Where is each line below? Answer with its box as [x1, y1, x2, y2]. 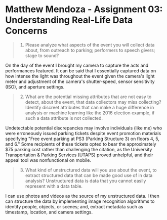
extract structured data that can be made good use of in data [25, 172, 153, 178]
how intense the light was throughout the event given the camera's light [5, 73, 155, 79]
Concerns [5, 25, 48, 36]
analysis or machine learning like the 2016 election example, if [25, 110, 155, 116]
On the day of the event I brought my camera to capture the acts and [5, 62, 149, 68]
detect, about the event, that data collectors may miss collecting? [25, 99, 161, 105]
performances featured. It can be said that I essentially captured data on [5, 67, 156, 74]
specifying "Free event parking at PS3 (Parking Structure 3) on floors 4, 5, [5, 136, 159, 142]
